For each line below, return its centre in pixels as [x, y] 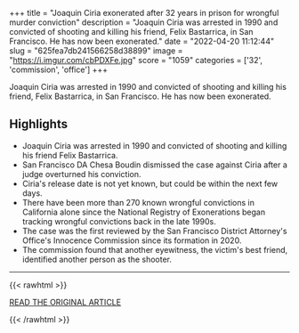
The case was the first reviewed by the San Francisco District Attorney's [154, 231]
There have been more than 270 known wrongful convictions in [138, 202]
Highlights [39, 124]
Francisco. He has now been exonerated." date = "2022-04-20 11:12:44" [141, 41]
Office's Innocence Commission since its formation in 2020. [132, 240]
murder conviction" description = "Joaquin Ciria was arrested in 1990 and [144, 22]
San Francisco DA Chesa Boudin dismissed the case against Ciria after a [154, 165]
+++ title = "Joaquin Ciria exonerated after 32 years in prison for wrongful [144, 13]
